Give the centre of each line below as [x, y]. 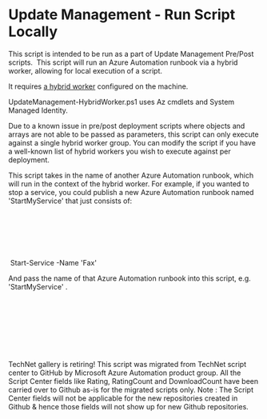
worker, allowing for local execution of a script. [85, 70]
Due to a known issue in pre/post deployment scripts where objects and [127, 126]
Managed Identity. [38, 110]
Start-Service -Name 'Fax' [54, 262]
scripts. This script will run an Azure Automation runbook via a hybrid [123, 62]
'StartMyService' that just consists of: [70, 201]
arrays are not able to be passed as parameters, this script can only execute [133, 134]
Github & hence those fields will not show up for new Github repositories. [129, 406]
